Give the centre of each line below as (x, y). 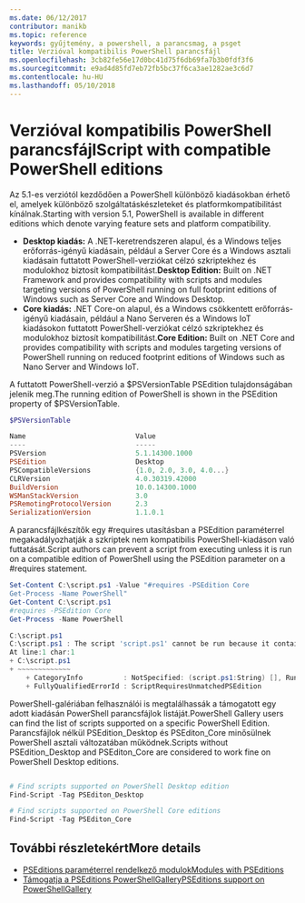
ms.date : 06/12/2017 (49, 18)
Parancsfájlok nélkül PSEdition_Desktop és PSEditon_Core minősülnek (140, 732)
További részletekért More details (105, 848)
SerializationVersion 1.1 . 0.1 (87, 513)
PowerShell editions (86, 169)
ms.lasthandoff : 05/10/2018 (63, 85)
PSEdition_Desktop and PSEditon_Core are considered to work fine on (140, 752)
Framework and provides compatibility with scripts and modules (143, 279)
